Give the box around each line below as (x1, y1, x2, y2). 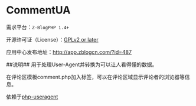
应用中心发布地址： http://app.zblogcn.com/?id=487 (6, 48, 132, 56)
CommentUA (6, 4, 71, 17)
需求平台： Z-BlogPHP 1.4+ (6, 23, 70, 30)
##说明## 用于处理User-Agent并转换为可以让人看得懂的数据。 (6, 61, 158, 68)
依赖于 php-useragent (6, 93, 58, 100)
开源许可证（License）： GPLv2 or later (6, 36, 99, 43)
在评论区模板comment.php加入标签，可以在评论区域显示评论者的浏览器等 (6, 73, 185, 80)
